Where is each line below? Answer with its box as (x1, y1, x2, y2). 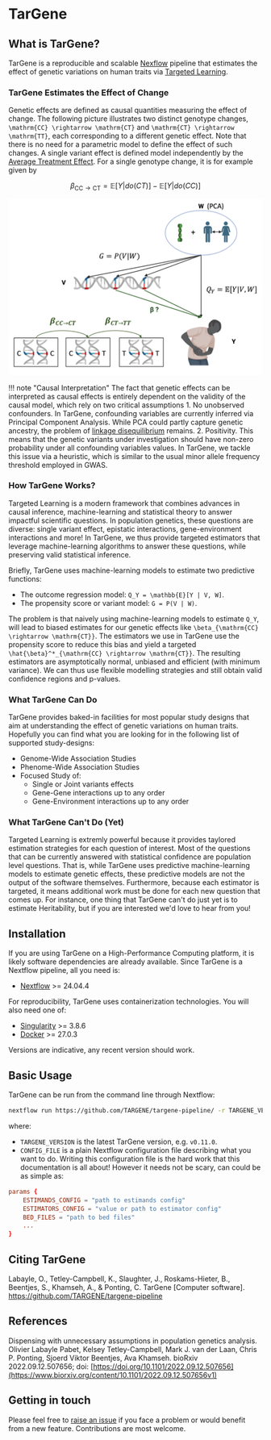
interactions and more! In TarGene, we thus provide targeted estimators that (8, 532, 261, 542)
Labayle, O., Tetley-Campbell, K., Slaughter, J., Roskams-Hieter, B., (8, 1274, 231, 1283)
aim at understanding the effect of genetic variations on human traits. (8, 721, 239, 731)
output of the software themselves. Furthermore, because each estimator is (8, 878, 260, 887)
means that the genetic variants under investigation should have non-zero (8, 434, 254, 444)
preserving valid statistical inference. (8, 549, 131, 559)
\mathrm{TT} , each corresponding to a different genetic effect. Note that (8, 131, 247, 141)
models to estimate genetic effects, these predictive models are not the (8, 869, 245, 879)
